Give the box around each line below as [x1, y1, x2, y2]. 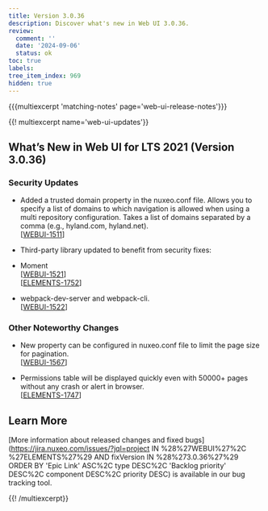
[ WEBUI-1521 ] [19, 269, 67, 279]
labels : [8, 64, 35, 73]
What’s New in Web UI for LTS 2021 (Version [8, 140, 235, 154]
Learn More [8, 413, 68, 427]
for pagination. [19, 349, 69, 359]
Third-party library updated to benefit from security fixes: [19, 245, 212, 255]
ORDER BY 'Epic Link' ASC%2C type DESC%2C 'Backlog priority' [8, 461, 227, 471]
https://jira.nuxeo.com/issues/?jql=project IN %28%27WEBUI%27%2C [10, 444, 247, 454]
